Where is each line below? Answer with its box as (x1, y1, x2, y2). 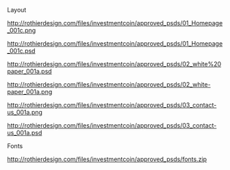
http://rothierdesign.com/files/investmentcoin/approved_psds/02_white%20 (7, 60, 222, 68)
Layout (7, 6, 27, 14)
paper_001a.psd (7, 68, 53, 75)
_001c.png (7, 27, 36, 34)
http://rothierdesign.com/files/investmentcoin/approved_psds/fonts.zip (7, 155, 207, 163)
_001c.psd (7, 47, 36, 55)
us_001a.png (7, 109, 43, 116)
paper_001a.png (7, 88, 53, 96)
